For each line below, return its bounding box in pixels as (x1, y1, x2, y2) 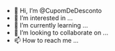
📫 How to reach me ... (13, 37, 79, 44)
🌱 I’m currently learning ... (13, 21, 89, 29)
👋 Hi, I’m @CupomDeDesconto (13, 7, 102, 14)
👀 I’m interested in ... (13, 14, 73, 22)
